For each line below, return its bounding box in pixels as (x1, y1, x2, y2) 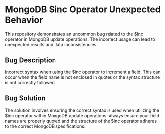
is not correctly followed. (5, 79, 56, 85)
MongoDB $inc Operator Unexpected (5, 4, 161, 15)
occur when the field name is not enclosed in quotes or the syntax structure (5, 74, 160, 80)
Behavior (5, 14, 43, 26)
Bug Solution (5, 94, 46, 103)
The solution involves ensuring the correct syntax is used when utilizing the (5, 107, 160, 113)
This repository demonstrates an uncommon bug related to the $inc (5, 31, 144, 37)
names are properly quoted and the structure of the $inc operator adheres (5, 118, 157, 124)
